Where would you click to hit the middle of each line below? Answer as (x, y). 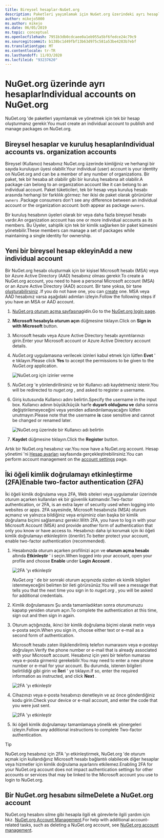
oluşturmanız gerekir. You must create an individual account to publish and (80, 123)
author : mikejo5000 (25, 19)
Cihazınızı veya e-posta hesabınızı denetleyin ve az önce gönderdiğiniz (83, 695)
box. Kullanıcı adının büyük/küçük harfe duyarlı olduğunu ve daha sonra (85, 404)
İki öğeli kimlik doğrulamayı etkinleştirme (69, 475)
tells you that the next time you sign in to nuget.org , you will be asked (82, 590)
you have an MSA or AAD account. (40, 301)
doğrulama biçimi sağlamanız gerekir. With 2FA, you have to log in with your (81, 520)
